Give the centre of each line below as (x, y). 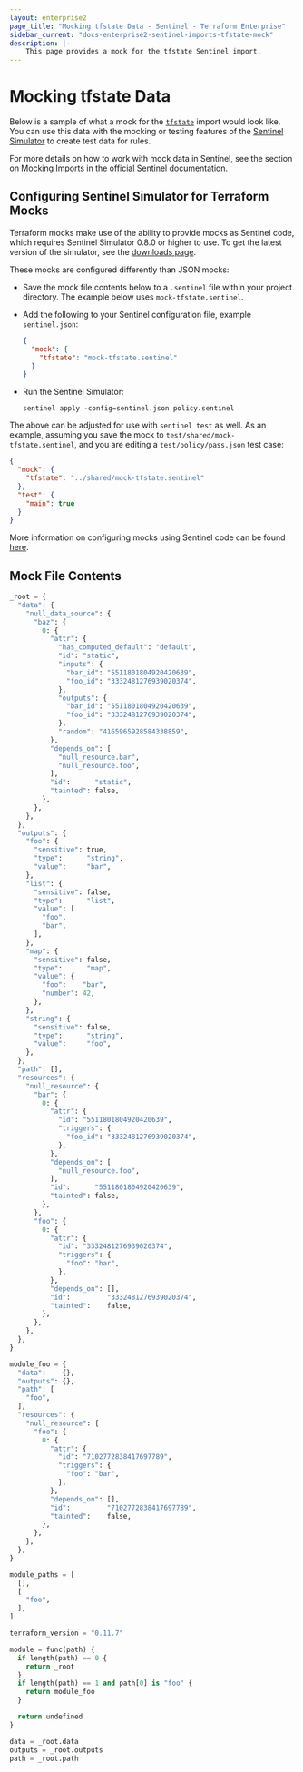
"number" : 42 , (68, 994)
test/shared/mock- (201, 436)
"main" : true (50, 503)
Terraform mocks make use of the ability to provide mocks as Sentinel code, (152, 232)
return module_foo (60, 1692)
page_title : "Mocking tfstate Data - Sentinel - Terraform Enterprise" (147, 26)
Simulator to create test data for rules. (80, 141)
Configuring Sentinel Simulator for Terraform (139, 197)
